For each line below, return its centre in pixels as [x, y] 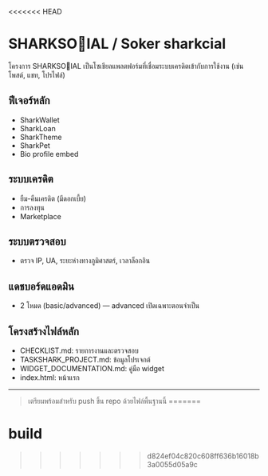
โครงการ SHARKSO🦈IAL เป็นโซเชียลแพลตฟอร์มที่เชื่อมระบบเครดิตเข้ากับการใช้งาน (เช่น [126, 66]
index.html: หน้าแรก [49, 378]
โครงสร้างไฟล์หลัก [44, 331]
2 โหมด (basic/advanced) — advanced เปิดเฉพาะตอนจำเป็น [109, 306]
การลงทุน [32, 207]
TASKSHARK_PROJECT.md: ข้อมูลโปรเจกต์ [85, 360]
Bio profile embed [49, 154]
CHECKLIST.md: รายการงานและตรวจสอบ [79, 350]
